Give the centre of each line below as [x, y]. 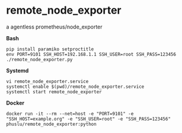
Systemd [17, 70]
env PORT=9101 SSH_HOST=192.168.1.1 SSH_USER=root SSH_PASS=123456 [91, 54]
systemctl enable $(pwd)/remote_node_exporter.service [75, 87]
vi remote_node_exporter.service [47, 81]
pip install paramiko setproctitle [50, 49]
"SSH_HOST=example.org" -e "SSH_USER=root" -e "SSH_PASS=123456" [88, 119]
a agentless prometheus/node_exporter [54, 27]
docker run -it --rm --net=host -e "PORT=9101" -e [70, 113]
